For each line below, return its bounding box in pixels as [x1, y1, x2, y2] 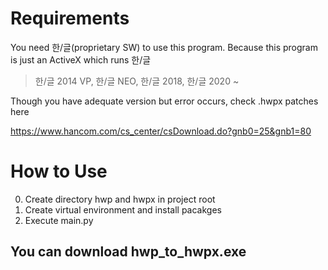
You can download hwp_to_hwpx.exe [10, 243, 247, 261]
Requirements [10, 7, 130, 30]
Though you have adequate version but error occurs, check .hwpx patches [10, 95, 319, 107]
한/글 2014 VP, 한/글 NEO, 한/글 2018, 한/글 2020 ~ [34, 75, 240, 87]
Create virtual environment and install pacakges [24, 203, 222, 216]
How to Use [10, 160, 108, 183]
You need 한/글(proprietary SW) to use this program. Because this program [10, 41, 318, 53]
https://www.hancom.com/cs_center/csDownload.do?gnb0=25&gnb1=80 [10, 125, 312, 137]
